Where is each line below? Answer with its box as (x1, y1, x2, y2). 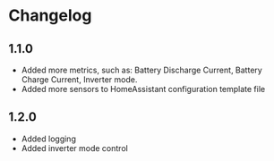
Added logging (21, 133, 77, 144)
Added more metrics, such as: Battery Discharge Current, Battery (21, 64, 263, 75)
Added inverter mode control (21, 142, 129, 153)
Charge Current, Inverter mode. (21, 74, 138, 85)
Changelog (8, 5, 92, 26)
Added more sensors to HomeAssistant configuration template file (21, 84, 266, 94)
